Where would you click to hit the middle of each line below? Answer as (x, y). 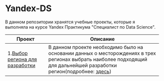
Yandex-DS (29, 8)
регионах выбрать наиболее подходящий (98, 59)
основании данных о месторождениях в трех (102, 53)
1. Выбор (18, 53)
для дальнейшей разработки (82, 65)
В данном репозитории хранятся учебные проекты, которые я (70, 22)
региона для (22, 59)
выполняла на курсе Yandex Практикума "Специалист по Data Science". (80, 27)
